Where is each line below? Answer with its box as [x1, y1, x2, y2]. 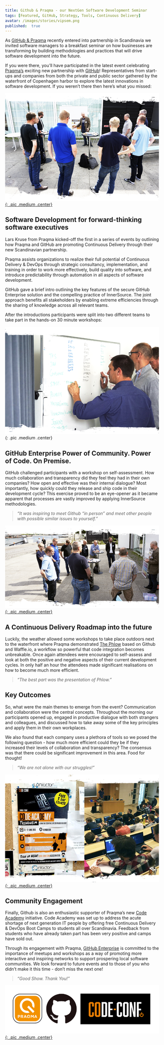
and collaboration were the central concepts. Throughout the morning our [5, 709, 154, 715]
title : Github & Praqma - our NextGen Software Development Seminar [5, 8, 147, 13]
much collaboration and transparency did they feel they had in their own [5, 475, 150, 481]
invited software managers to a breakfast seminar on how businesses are [5, 43, 153, 49]
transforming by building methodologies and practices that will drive [5, 48, 143, 54]
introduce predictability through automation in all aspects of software [5, 272, 144, 278]
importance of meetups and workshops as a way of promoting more [5, 950, 142, 956]
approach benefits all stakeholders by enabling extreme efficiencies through [5, 297, 159, 303]
